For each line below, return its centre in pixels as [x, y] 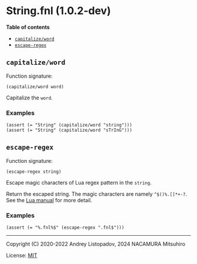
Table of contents [28, 27]
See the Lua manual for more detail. [49, 200]
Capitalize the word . [29, 98]
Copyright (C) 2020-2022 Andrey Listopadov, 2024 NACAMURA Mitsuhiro [96, 244]
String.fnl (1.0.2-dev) [59, 11]
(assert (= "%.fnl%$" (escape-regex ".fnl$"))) [65, 228]
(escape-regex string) [34, 172]
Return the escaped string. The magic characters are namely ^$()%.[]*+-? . [97, 194]
